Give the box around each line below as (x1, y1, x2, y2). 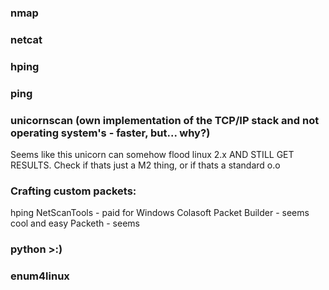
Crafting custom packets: (10, 184, 137, 198)
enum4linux (10, 269, 70, 283)
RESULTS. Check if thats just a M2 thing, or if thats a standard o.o (10, 159, 281, 171)
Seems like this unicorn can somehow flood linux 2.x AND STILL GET (10, 148, 295, 160)
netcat (10, 32, 43, 46)
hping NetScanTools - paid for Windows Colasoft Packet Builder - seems (10, 207, 310, 219)
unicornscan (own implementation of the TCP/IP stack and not (10, 113, 320, 127)
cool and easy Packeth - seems (10, 217, 140, 230)
